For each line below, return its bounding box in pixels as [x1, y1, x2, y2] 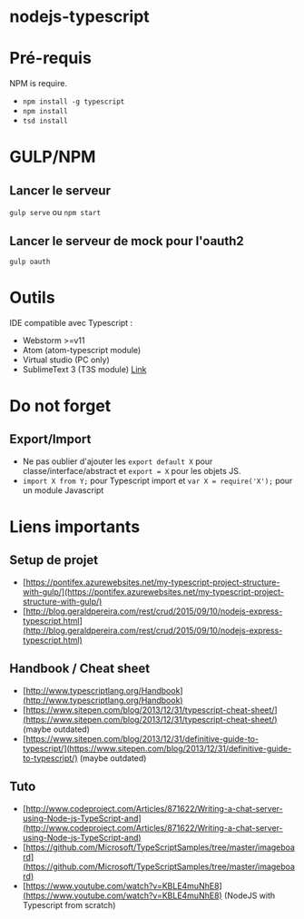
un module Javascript [22, 484, 104, 496]
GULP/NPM [9, 147, 96, 167]
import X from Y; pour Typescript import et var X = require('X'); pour [22, 475, 293, 486]
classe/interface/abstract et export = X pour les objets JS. [22, 465, 241, 476]
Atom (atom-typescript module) [22, 344, 142, 355]
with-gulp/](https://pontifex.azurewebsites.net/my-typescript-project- [22, 586, 284, 597]
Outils [9, 288, 56, 308]
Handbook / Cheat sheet [9, 661, 151, 677]
